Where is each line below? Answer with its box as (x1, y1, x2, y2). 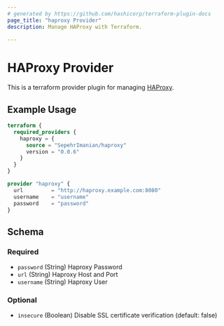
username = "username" (13, 193, 90, 201)
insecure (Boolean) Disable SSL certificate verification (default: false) (17, 311, 218, 320)
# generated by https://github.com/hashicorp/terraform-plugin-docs (7, 10, 211, 18)
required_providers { (13, 128, 77, 135)
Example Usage (7, 103, 77, 116)
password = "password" (13, 200, 90, 207)
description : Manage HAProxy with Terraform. (7, 23, 142, 30)
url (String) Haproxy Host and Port (17, 271, 118, 279)
